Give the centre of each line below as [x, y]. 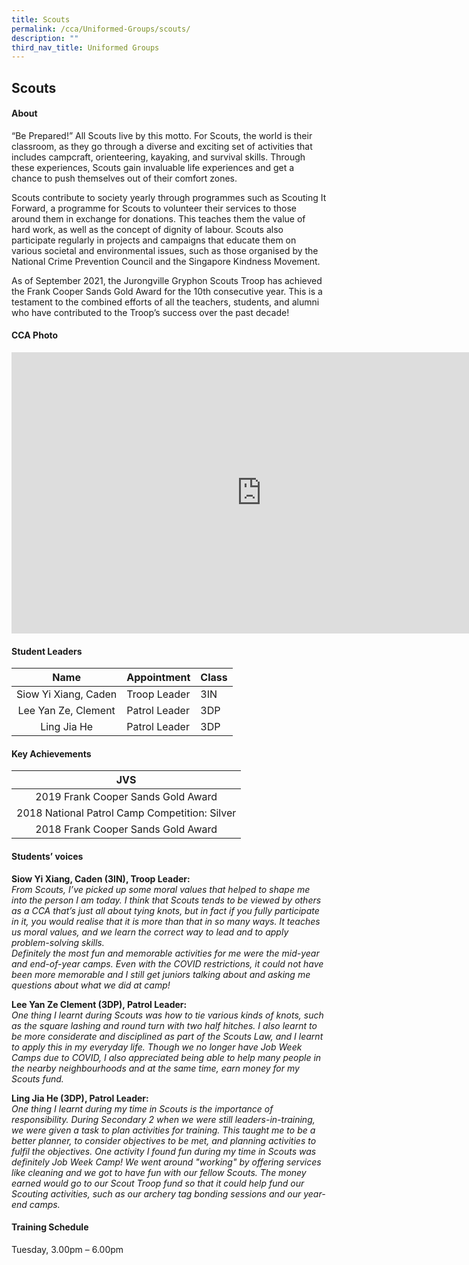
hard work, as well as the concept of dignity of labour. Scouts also [147, 229]
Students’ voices [47, 857]
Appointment [158, 678]
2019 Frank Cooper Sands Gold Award [126, 797]
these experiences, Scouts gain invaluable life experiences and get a [153, 167]
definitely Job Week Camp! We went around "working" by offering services [166, 1162]
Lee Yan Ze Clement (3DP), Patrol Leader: [99, 1004]
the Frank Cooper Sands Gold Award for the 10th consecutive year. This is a [167, 291]
